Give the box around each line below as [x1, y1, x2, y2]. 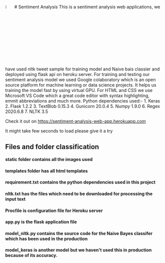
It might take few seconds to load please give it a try [5, 128, 113, 134]
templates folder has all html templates [5, 167, 88, 173]
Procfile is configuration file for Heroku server [5, 207, 103, 213]
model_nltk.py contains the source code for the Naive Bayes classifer [5, 230, 153, 236]
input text [5, 196, 26, 202]
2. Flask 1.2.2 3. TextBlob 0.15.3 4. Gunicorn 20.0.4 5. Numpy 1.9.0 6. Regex [5, 103, 160, 109]
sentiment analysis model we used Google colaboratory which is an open [5, 76, 156, 83]
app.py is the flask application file [5, 219, 77, 225]
